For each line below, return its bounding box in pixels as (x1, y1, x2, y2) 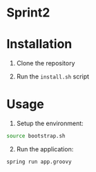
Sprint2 (6, 5, 50, 21)
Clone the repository (16, 59, 75, 67)
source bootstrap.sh (6, 133, 66, 140)
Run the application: (16, 144, 74, 153)
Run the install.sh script (16, 72, 90, 80)
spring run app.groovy (6, 158, 72, 165)
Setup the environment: (16, 119, 84, 128)
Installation (6, 36, 73, 52)
